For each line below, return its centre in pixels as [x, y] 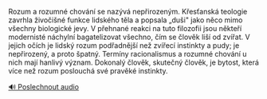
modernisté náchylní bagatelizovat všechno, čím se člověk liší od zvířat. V [129, 37]
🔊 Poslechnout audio [44, 87]
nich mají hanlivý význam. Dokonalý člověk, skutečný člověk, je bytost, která [133, 62]
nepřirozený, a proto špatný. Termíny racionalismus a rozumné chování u [128, 54]
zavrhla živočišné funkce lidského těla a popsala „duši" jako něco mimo [126, 20]
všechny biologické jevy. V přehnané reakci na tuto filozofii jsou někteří [125, 28]
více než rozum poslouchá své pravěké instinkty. [88, 71]
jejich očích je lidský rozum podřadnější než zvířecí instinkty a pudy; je [124, 46]
